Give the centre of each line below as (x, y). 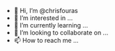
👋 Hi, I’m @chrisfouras (46, 11)
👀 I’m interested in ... (43, 18)
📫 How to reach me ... (46, 40)
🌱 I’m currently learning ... (51, 25)
